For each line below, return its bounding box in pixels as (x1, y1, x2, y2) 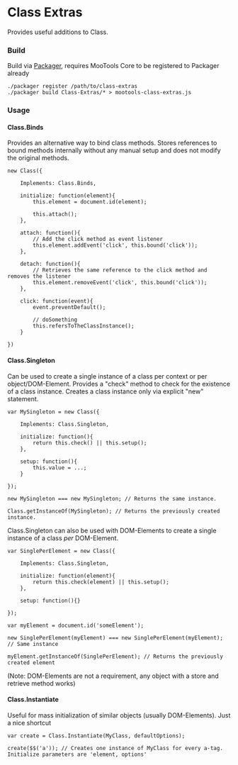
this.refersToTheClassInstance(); (33, 323, 135, 330)
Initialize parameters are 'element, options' (7, 751, 147, 758)
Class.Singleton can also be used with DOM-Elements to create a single (7, 526, 217, 535)
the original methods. (7, 154, 69, 162)
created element (7, 659, 55, 666)
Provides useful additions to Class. (7, 28, 108, 36)
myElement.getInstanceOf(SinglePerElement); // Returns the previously (7, 653, 223, 660)
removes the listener (7, 273, 72, 280)
